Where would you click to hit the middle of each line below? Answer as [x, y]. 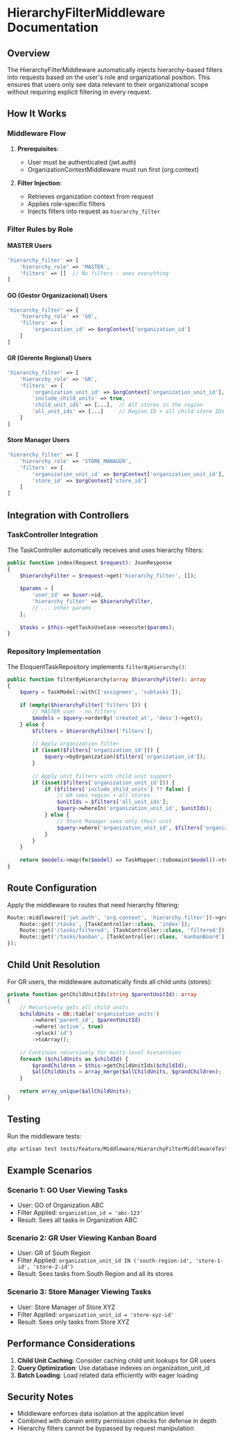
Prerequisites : [38, 149]
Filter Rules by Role [40, 229]
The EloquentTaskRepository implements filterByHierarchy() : [97, 666]
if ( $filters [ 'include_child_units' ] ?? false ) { [117, 789]
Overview [29, 53]
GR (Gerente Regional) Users [50, 358]
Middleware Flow [37, 133]
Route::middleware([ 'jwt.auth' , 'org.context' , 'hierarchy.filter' [107, 918]
